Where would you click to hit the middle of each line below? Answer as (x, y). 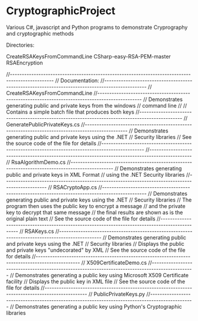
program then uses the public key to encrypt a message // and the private (96, 206)
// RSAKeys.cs (37, 231)
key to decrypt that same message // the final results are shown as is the (95, 212)
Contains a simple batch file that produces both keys (70, 112)
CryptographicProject (61, 11)
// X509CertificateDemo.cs (114, 262)
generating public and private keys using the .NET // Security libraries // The (99, 200)
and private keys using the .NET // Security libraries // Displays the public (95, 244)
